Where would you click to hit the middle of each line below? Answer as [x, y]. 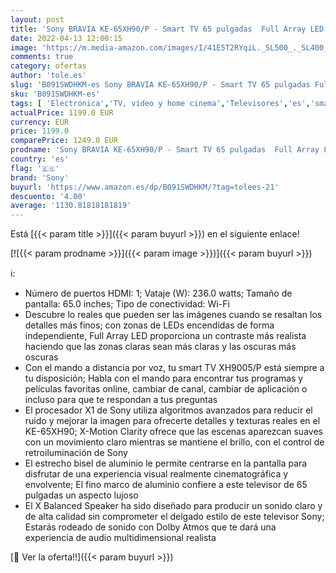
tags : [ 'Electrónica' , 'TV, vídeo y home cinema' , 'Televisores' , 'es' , [160, 103]
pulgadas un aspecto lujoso [81, 495]
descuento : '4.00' [48, 196]
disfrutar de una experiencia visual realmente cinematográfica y [156, 474]
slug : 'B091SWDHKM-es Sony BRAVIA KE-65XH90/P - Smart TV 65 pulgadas [160, 85]
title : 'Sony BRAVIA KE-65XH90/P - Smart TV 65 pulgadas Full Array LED [167, 29]
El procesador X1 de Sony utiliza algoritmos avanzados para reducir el [168, 410]
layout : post [37, 19]
